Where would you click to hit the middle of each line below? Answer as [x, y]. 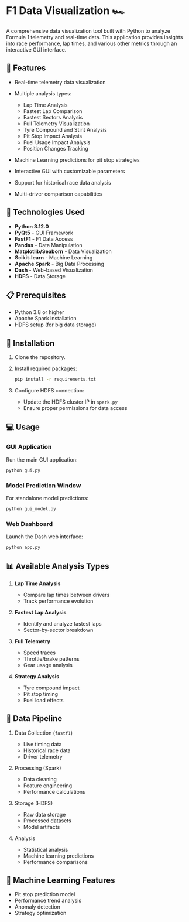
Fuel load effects [44, 700]
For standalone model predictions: [47, 498]
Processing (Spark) [38, 768]
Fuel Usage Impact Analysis [57, 142]
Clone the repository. [40, 357]
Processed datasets [47, 821]
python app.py [23, 548]
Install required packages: [46, 368]
